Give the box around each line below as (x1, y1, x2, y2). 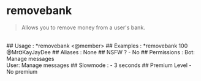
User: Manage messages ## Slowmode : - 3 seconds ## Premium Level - (6, 62, 192, 69)
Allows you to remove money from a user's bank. (21, 24, 145, 31)
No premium (6, 68, 38, 75)
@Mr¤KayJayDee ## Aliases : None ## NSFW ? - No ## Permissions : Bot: (6, 48, 195, 55)
